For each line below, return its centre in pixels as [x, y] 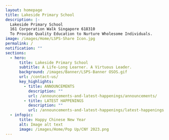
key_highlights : [36, 82]
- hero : [18, 58]
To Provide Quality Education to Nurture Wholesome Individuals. [81, 34]
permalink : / [19, 44]
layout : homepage [24, 10]
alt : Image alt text [41, 124]
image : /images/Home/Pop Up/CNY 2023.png [64, 129]
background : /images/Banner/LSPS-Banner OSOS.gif [73, 72]
